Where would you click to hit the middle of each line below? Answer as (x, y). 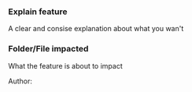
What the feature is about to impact (66, 65)
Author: (20, 81)
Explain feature (38, 12)
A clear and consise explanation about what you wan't (96, 29)
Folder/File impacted (48, 49)
